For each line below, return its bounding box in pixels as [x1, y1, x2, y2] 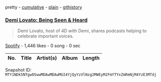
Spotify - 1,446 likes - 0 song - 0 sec [5, 43, 80, 49]
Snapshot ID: [5, 67, 32, 73]
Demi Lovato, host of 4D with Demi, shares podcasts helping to [17, 28, 147, 34]
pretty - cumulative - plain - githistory [5, 4, 82, 10]
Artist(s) [36, 55, 57, 62]
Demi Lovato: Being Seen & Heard [5, 16, 88, 23]
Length [82, 55, 100, 62]
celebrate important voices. [17, 33, 74, 39]
